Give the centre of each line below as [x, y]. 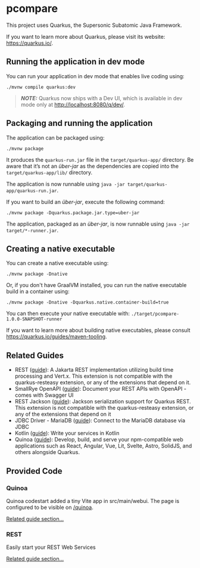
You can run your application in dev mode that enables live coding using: [95, 76]
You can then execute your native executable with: [68, 314]
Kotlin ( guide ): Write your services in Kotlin [67, 433]
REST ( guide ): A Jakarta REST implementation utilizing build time [94, 370]
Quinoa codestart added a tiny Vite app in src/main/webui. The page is [93, 501]
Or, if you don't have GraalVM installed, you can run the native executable [96, 285]
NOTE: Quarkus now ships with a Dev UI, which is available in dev [101, 98]
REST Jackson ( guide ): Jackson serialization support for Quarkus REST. [103, 402]
